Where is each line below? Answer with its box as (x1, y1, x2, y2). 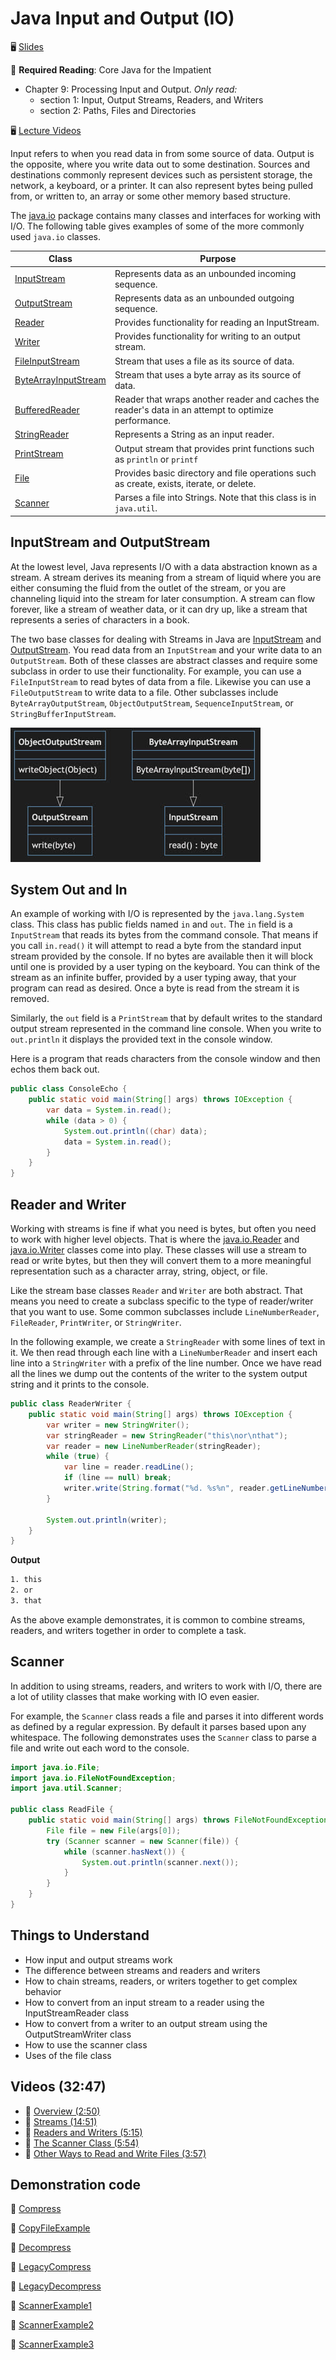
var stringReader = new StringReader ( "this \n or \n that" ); (46, 1430, 288, 1441)
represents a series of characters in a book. (10, 613, 190, 626)
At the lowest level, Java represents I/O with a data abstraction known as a (10, 560, 318, 572)
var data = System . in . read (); (46, 1105, 172, 1116)
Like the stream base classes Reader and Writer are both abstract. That (10, 1285, 303, 1296)
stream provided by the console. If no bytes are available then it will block (10, 950, 314, 962)
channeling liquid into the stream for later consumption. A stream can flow (10, 592, 316, 604)
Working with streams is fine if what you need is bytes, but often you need (10, 1223, 317, 1234)
